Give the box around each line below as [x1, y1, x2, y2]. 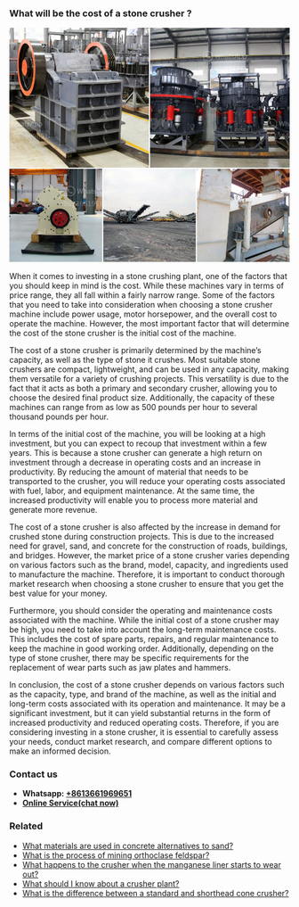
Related [9, 820, 44, 832]
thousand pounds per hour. [9, 411, 109, 422]
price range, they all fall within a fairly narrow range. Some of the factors [9, 289, 276, 301]
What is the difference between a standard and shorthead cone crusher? [21, 887, 289, 898]
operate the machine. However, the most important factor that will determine [9, 317, 290, 328]
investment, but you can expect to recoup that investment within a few [9, 438, 267, 449]
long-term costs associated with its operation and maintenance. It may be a [9, 698, 287, 709]
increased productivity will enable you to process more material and [9, 494, 258, 506]
